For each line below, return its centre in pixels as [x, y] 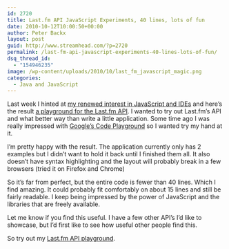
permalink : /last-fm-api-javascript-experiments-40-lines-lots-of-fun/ [112, 53]
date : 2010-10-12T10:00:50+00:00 [55, 26]
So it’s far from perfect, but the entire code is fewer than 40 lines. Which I [111, 182]
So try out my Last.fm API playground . [61, 239]
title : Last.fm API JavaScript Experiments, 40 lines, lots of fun [106, 20]
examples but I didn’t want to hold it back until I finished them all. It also [109, 154]
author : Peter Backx [37, 33]
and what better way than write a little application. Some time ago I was [109, 119]
